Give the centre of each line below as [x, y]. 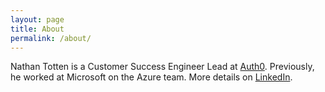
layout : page [37, 19]
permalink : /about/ [51, 38]
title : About [37, 29]
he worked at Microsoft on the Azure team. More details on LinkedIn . [151, 77]
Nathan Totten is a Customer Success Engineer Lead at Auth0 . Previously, [162, 67]
